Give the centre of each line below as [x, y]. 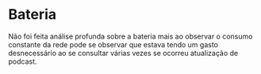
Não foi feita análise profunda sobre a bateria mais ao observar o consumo [130, 36]
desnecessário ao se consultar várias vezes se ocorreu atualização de [123, 53]
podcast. [23, 61]
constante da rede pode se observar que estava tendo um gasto [113, 44]
